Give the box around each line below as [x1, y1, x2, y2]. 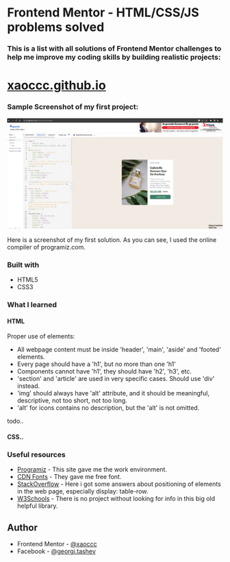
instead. [16, 382, 40, 390]
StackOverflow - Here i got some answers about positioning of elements [16, 480, 221, 488]
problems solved [7, 19, 105, 35]
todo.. [7, 417, 24, 426]
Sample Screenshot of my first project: [7, 102, 139, 112]
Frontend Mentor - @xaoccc [16, 540, 97, 548]
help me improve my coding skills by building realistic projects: [7, 53, 221, 62]
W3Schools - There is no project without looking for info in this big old [16, 495, 216, 503]
